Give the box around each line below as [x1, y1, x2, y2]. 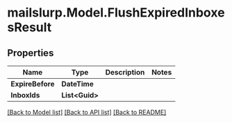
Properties [7, 47, 54, 59]
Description [105, 68, 145, 77]
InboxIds [10, 91, 40, 100]
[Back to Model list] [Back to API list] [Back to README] [7, 108, 167, 116]
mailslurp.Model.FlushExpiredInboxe [7, 5, 225, 21]
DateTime [61, 79, 94, 88]
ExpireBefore [10, 79, 55, 88]
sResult [7, 19, 52, 35]
